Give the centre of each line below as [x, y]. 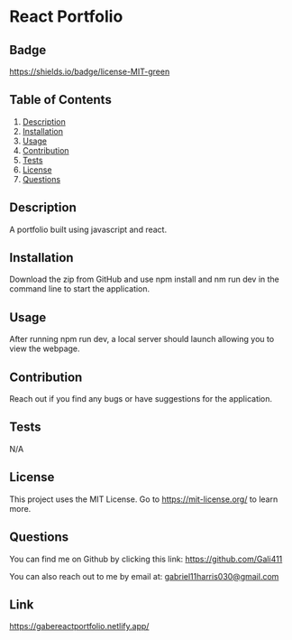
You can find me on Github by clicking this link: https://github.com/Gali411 [146, 559]
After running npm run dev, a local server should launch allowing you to [142, 339]
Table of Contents [61, 100]
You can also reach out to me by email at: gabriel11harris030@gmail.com [144, 576]
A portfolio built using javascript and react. [88, 229]
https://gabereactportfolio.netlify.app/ [79, 626]
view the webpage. [45, 348]
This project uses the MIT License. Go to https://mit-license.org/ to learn [144, 499]
